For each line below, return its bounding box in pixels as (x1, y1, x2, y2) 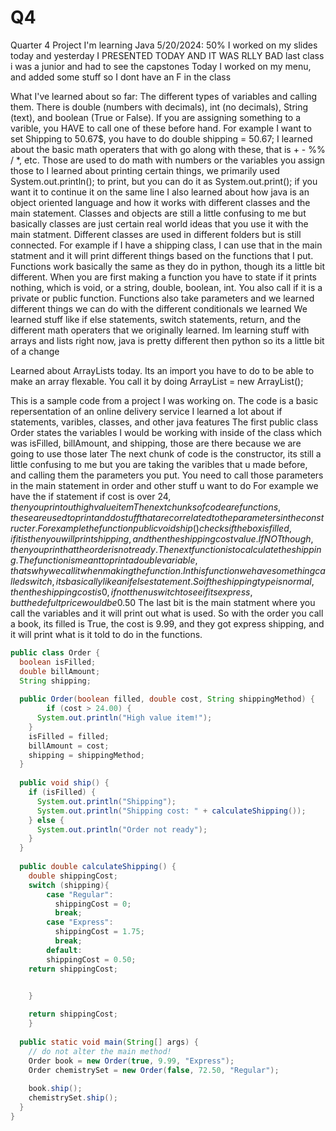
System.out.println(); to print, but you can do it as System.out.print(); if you (10, 175, 318, 187)
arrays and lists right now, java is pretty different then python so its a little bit (10, 334, 325, 346)
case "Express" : (46, 917, 114, 928)
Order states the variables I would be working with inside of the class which (10, 426, 322, 438)
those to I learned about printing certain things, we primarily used (10, 164, 280, 176)
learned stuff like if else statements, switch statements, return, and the (10, 313, 302, 325)
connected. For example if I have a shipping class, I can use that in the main (10, 239, 323, 251)
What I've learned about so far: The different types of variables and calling (10, 90, 318, 102)
